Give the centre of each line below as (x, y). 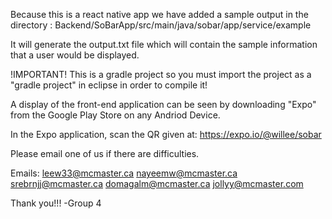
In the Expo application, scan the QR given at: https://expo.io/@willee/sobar (166, 134)
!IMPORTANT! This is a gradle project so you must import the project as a (161, 74)
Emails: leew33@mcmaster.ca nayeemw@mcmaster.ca (124, 173)
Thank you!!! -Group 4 (56, 203)
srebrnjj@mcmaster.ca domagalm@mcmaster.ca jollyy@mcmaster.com (157, 183)
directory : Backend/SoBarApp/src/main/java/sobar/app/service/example (161, 25)
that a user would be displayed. (75, 55)
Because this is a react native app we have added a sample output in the (159, 14)
